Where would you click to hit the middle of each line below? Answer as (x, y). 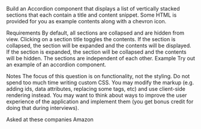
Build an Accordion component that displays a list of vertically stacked (93, 9)
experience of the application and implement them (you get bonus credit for (100, 102)
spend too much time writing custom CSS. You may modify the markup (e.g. (100, 82)
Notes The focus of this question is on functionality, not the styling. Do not (98, 76)
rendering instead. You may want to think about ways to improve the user (97, 95)
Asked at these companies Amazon (50, 119)
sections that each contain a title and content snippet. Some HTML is (91, 15)
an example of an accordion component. (56, 64)
